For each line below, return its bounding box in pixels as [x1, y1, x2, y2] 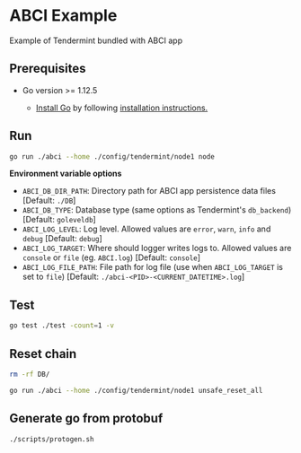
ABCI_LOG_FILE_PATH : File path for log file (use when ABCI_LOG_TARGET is [22, 262, 283, 273]
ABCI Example [9, 5, 118, 26]
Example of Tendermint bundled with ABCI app [9, 35, 182, 46]
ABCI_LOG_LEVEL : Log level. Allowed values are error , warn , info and [22, 223, 271, 234]
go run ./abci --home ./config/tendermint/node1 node [9, 152, 216, 161]
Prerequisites [9, 61, 86, 76]
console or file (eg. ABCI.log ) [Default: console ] [22, 252, 200, 263]
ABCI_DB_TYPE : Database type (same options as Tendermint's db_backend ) [22, 205, 292, 215]
